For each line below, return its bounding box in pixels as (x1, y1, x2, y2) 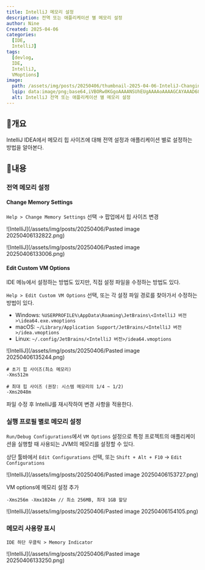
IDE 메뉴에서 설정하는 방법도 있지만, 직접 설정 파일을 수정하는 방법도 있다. (6, 279, 181, 286)
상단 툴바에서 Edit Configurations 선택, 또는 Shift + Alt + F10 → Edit (6, 453, 182, 460)
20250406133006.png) (6, 250, 65, 258)
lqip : (12, 89, 26, 95)
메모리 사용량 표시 (6, 524, 56, 533)
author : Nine (6, 20, 40, 26)
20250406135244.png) (6, 353, 65, 361)
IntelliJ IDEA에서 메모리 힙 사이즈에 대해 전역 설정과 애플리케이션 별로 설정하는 (6, 136, 193, 143)
